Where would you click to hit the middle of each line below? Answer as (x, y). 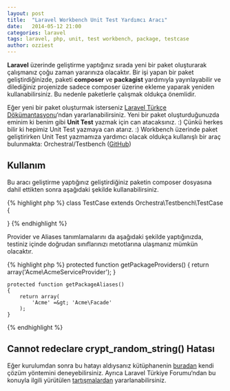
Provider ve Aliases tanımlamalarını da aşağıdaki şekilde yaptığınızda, (105, 236)
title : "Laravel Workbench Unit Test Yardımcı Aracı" (87, 20)
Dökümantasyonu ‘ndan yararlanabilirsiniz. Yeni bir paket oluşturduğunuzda (113, 115)
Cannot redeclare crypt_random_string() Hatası (111, 349)
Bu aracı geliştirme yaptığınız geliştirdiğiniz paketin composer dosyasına (109, 182)
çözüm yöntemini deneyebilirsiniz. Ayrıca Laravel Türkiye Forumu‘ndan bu (112, 372)
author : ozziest (30, 45)
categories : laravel (37, 33)
